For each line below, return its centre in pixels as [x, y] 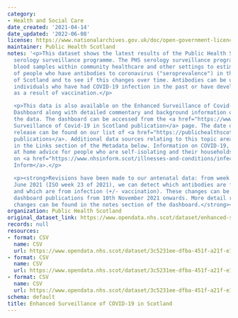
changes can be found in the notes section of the [90, 204]
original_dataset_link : [42, 218]
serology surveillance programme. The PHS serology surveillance [112, 60]
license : [20, 40]
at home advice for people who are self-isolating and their [106, 152]
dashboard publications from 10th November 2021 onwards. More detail [120, 198]
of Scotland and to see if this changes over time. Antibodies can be [120, 80]
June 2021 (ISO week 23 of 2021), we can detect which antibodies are [120, 185]
